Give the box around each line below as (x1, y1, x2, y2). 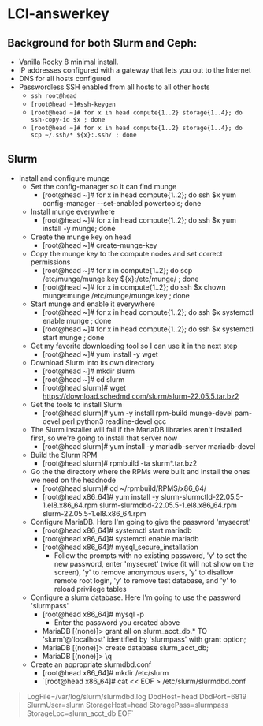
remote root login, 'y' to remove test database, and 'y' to (54, 575, 237, 585)
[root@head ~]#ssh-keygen (30, 100, 116, 108)
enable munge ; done (42, 316, 112, 325)
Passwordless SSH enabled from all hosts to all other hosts (18, 82, 210, 92)
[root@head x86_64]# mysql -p (42, 609, 145, 619)
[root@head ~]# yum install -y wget (42, 349, 158, 359)
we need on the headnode (30, 475, 116, 485)
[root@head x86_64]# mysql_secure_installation (42, 542, 198, 552)
